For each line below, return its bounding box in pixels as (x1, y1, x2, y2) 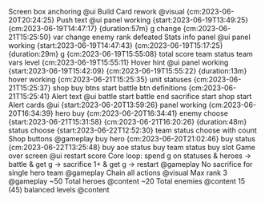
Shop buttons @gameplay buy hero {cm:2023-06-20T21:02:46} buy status (8, 134, 256, 143)
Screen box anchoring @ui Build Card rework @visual (8, 7, 186, 16)
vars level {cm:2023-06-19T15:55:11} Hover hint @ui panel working (8, 57, 229, 67)
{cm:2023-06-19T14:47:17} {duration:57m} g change (8, 24, 182, 33)
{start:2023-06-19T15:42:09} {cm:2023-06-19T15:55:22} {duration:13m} (8, 66, 247, 75)
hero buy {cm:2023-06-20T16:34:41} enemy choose (54, 109, 228, 118)
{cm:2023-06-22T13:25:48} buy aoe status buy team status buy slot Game (8, 143, 256, 152)
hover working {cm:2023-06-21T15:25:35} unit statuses (8, 75, 192, 84)
